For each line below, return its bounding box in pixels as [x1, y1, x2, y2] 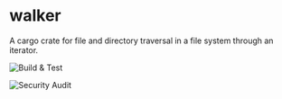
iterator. [9, 44, 39, 55]
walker [9, 5, 61, 26]
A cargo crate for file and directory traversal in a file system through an [9, 35, 274, 46]
